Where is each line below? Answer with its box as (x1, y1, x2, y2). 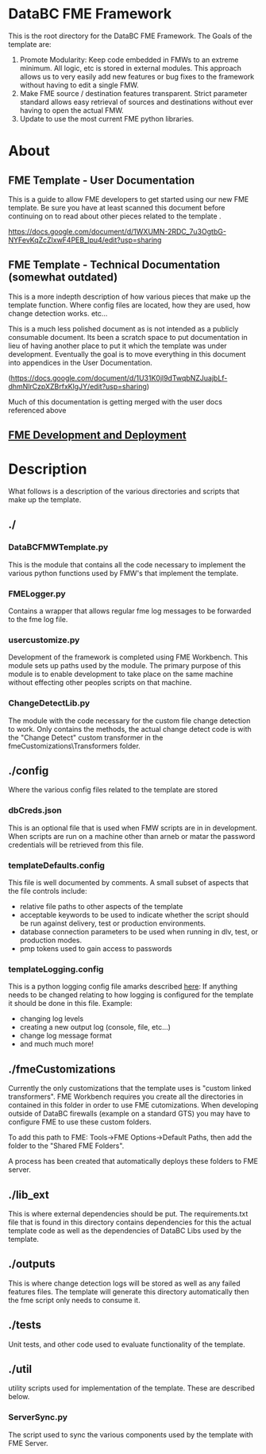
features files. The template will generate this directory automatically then (8, 1286, 249, 1296)
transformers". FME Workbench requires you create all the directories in (8, 1092, 244, 1101)
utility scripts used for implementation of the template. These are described (8, 1383, 256, 1393)
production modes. (19, 935, 83, 945)
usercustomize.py (8, 634, 80, 645)
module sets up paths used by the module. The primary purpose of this (8, 661, 241, 671)
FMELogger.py (8, 588, 66, 599)
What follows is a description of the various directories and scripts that (8, 486, 240, 497)
